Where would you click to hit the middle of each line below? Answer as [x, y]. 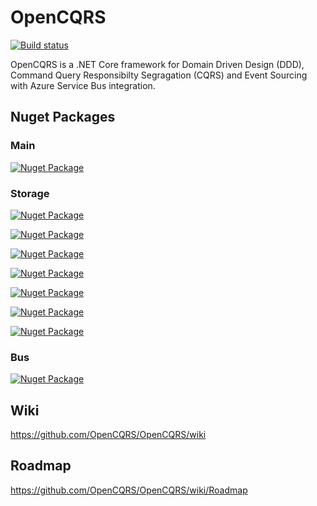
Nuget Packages [63, 117]
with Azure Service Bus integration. [83, 85]
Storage [30, 193]
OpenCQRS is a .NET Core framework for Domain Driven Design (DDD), [157, 64]
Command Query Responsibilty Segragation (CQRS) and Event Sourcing [159, 75]
